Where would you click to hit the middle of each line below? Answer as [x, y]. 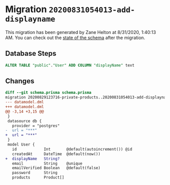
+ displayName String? [32, 159]
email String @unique [47, 163]
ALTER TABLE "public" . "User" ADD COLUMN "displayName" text [70, 65]
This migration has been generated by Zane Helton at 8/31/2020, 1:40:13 [81, 32]
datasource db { [25, 121]
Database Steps [31, 53]
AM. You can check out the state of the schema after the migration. [75, 38]
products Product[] [38, 178]
